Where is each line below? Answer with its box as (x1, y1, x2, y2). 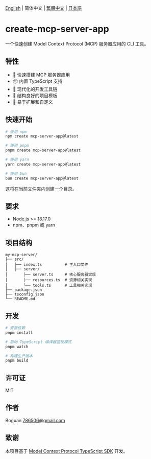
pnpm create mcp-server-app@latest (5, 148, 81, 153)
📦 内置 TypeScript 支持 (12, 78, 63, 84)
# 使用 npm (5, 129, 27, 134)
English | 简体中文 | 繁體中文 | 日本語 (5, 5, 82, 11)
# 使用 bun (5, 171, 27, 176)
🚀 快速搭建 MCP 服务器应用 (12, 72, 70, 78)
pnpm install (5, 330, 33, 335)
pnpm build (5, 358, 29, 363)
